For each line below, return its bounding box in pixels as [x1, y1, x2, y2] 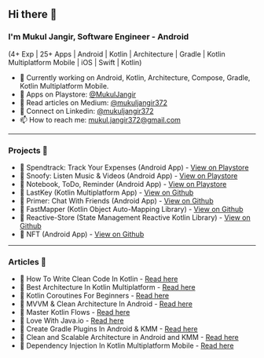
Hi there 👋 [8, 8, 57, 21]
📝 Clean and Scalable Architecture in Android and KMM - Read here [19, 333, 240, 342]
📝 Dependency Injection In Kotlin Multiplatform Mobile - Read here [19, 341, 234, 350]
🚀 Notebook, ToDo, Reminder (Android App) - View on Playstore [19, 179, 227, 188]
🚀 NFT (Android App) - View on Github [19, 229, 145, 239]
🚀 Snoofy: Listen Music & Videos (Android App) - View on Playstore [19, 170, 238, 181]
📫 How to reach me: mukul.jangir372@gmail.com [19, 115, 181, 124]
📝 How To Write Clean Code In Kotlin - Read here [19, 274, 178, 283]
